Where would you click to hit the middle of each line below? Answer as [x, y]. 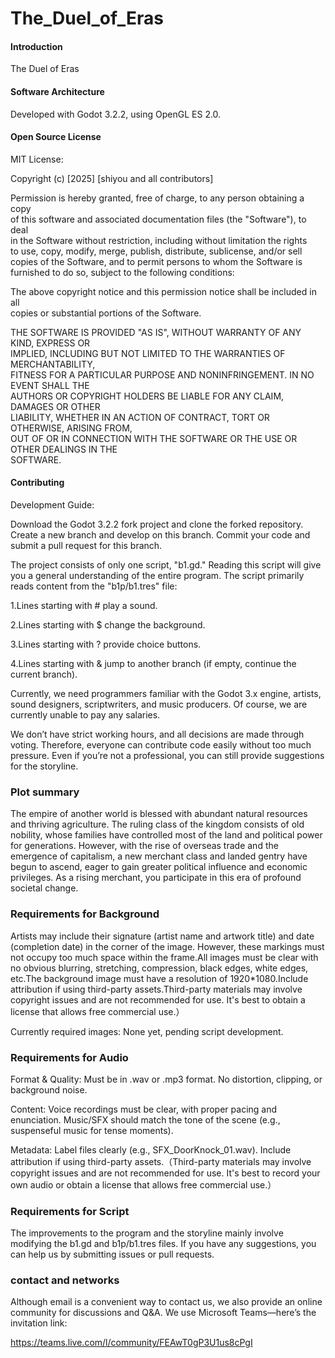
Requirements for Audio [69, 1057]
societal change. [44, 888]
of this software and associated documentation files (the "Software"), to [158, 219]
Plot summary [45, 792]
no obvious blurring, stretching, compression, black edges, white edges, [159, 968]
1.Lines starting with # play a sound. [84, 605]
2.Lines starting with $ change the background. [108, 625]
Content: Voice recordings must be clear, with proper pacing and [144, 1109]
